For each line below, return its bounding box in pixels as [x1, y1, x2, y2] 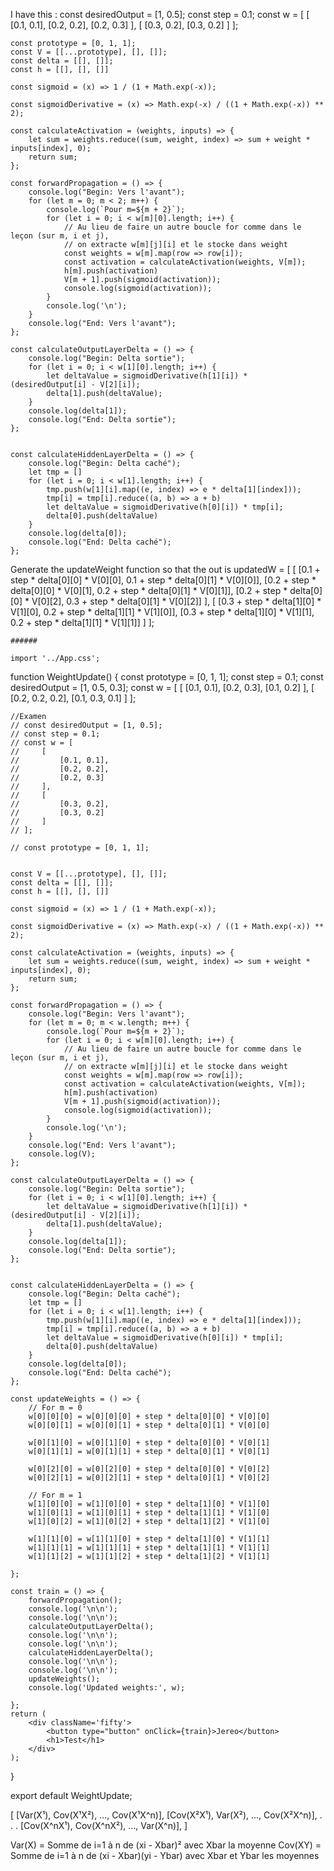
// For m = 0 [28, 1403, 83, 1413]
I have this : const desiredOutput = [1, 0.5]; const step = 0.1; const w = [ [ [10, 9, 310, 20]
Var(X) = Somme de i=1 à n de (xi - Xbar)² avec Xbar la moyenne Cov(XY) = [10, 1839, 322, 1851]
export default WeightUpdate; [10, 1790, 133, 1801]
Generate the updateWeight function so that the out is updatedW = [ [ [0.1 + [10, 564, 321, 575]
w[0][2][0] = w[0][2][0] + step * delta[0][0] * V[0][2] [28, 1464, 271, 1474]
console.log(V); [28, 1149, 97, 1159]
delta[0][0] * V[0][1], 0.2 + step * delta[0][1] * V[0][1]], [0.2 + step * [10, 585, 288, 596]
